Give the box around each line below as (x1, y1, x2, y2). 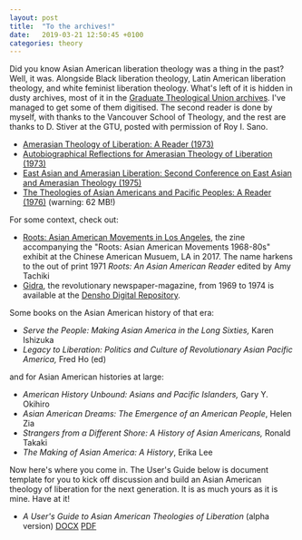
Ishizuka (22, 335, 54, 346)
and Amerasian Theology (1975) (22, 178, 142, 189)
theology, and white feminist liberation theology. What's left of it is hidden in (9, 83, 293, 93)
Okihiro (22, 398, 50, 409)
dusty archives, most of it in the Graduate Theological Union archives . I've (9, 93, 287, 103)
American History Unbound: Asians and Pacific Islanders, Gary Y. (22, 389, 269, 400)
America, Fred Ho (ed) (22, 354, 107, 365)
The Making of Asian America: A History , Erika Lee (22, 447, 213, 458)
